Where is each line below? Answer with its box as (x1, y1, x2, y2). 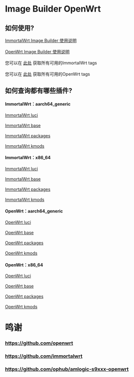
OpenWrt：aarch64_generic (5, 208, 63, 214)
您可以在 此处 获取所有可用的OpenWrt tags (5, 71, 90, 77)
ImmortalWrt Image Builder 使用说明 (5, 38, 77, 43)
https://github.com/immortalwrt (5, 353, 83, 360)
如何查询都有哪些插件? (5, 87, 73, 95)
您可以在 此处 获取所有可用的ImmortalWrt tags (5, 60, 97, 66)
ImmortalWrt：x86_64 (5, 155, 51, 161)
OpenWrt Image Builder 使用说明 (5, 49, 70, 54)
